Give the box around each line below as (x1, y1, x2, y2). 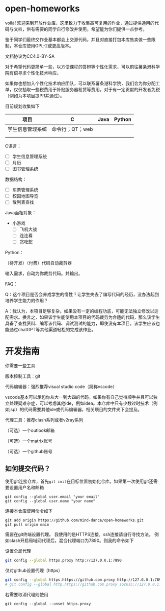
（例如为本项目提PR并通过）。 (5, 92, 65, 99)
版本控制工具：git (5, 373, 41, 379)
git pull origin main (5, 522, 50, 527)
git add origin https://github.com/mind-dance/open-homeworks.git (5, 518, 144, 523)
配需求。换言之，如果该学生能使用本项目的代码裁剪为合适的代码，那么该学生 (5, 314, 160, 320)
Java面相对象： (5, 210, 37, 216)
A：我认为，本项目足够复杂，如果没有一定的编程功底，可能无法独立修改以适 (5, 308, 159, 314)
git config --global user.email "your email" (5, 495, 100, 499)
